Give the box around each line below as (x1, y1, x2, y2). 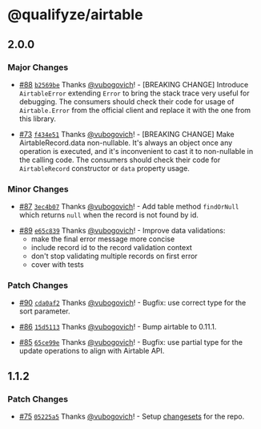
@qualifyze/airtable (7, 6, 143, 24)
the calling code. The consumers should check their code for (18, 155, 221, 164)
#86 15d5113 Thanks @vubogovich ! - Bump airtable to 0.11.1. (18, 322, 217, 332)
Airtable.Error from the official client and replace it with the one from (18, 105, 251, 115)
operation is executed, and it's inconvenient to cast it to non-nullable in (18, 146, 254, 156)
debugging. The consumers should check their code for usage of (18, 96, 235, 106)
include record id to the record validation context (30, 243, 193, 253)
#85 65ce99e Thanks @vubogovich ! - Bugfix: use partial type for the (18, 338, 243, 347)
